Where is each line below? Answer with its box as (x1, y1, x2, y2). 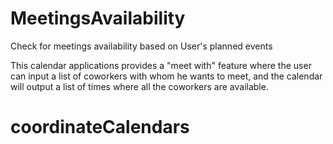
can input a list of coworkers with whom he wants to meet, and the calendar (10, 70, 323, 82)
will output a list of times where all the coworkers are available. (10, 80, 269, 92)
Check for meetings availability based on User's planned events (10, 40, 273, 52)
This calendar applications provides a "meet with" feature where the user (10, 59, 312, 71)
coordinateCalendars (10, 116, 190, 139)
